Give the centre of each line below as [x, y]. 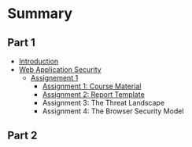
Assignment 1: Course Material [92, 86]
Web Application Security [60, 70]
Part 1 [22, 43]
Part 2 [22, 136]
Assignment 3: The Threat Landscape [103, 103]
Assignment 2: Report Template [93, 94]
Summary [40, 14]
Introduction [39, 61]
